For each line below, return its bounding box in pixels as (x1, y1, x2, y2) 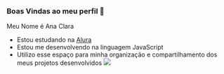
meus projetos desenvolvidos (16, 59, 103, 67)
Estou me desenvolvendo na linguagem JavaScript (16, 43, 164, 52)
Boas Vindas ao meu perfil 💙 (6, 6, 105, 16)
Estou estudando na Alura (16, 36, 92, 44)
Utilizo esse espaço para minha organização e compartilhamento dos (16, 50, 218, 59)
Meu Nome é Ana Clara (6, 22, 74, 31)
